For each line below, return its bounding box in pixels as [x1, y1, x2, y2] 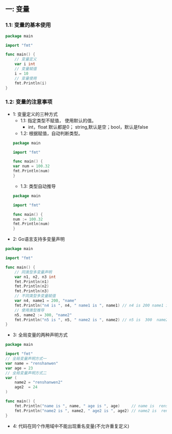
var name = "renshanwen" [5, 361, 58, 366]
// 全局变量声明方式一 [5, 356, 47, 361]
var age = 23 [5, 365, 33, 370]
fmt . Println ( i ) [14, 80, 47, 86]
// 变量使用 [14, 76, 37, 81]
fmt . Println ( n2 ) [14, 284, 50, 289]
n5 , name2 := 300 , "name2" [14, 312, 72, 318]
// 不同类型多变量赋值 [14, 294, 56, 299]
